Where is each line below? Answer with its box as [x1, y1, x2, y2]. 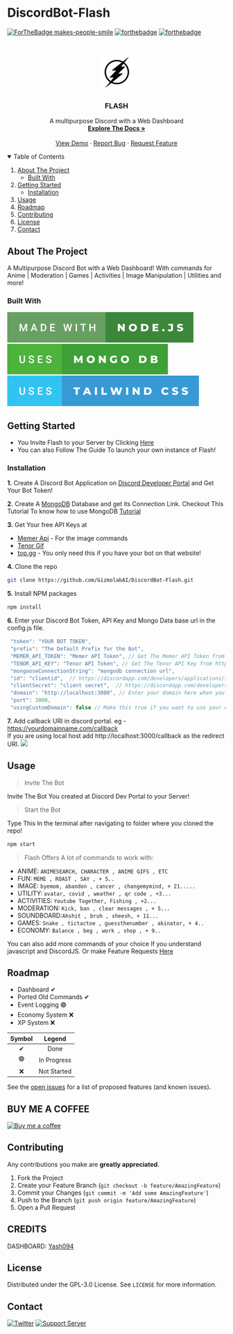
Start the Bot [24, 806, 61, 814]
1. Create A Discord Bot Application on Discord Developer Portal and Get [7, 479, 214, 487]
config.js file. [7, 624, 44, 632]
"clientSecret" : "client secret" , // [10, 682, 123, 689]
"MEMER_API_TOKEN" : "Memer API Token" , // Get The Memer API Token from [10, 652, 225, 659]
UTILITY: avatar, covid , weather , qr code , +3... [17, 889, 172, 897]
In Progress [38, 1056, 71, 1064]
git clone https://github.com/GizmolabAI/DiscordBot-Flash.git [7, 576, 194, 584]
